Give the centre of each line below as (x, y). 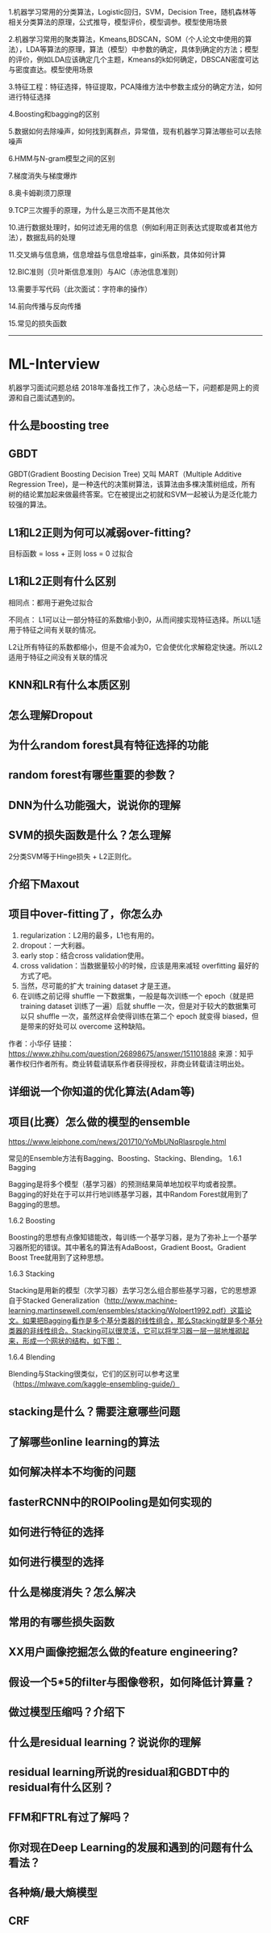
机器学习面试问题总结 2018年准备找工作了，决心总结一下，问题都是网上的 (130, 388)
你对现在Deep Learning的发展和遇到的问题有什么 (131, 1847)
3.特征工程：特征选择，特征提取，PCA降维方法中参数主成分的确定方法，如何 (135, 87)
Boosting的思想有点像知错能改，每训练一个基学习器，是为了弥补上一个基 (129, 1237)
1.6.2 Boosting (32, 1220)
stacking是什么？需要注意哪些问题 (94, 1412)
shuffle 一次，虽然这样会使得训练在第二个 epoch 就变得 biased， (144, 1016)
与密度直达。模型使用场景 (51, 70)
